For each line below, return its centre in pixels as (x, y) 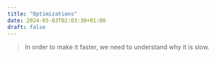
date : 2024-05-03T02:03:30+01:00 (57, 21)
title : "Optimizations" (42, 14)
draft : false (27, 27)
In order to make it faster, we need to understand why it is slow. (117, 47)
